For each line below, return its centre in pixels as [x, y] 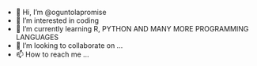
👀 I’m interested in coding [57, 20]
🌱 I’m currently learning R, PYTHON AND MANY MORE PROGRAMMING [132, 29]
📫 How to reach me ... [52, 54]
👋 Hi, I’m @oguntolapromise [61, 12]
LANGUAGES [37, 37]
